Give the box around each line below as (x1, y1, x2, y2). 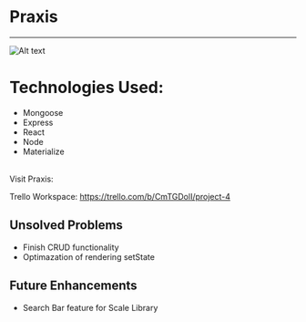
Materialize (22, 146, 66, 157)
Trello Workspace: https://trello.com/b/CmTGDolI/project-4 (9, 191, 230, 202)
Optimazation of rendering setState (22, 251, 155, 262)
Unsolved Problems (9, 217, 123, 234)
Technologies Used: (9, 78, 164, 98)
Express (22, 117, 54, 128)
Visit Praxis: (9, 173, 54, 184)
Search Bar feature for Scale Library (22, 302, 158, 313)
